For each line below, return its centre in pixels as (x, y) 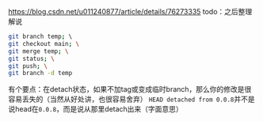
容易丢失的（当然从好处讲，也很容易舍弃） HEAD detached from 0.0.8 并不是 (131, 99)
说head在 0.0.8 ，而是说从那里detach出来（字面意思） (96, 109)
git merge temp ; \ (38, 51)
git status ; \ (32, 59)
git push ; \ (28, 66)
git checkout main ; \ (44, 43)
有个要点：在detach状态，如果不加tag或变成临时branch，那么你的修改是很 (130, 89)
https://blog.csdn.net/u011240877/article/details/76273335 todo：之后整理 (130, 11)
